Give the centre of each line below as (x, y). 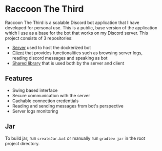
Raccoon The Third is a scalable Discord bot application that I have (72, 22)
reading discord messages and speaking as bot (60, 58)
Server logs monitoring (35, 111)
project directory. (22, 143)
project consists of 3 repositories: (39, 38)
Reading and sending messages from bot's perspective (68, 106)
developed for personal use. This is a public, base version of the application (81, 27)
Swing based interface (35, 90)
